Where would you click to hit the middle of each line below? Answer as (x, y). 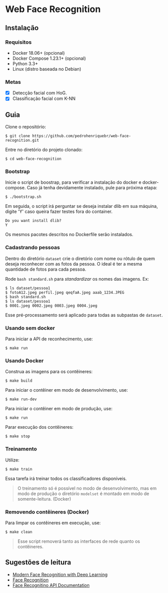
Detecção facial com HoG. (40, 93)
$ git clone (18, 136)
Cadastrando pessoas (33, 248)
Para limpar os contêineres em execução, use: (53, 523)
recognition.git (22, 141)
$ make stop (18, 436)
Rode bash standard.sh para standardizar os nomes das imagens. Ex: (77, 279)
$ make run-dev (21, 399)
